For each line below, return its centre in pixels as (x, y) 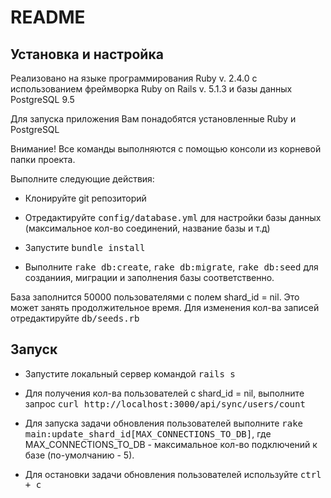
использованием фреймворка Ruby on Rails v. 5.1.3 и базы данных (151, 89)
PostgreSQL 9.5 (42, 99)
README (48, 17)
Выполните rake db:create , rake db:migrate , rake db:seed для (171, 267)
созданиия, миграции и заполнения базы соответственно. (149, 277)
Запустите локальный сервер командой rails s (130, 373)
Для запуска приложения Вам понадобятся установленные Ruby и (153, 119)
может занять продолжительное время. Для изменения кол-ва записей (165, 307)
